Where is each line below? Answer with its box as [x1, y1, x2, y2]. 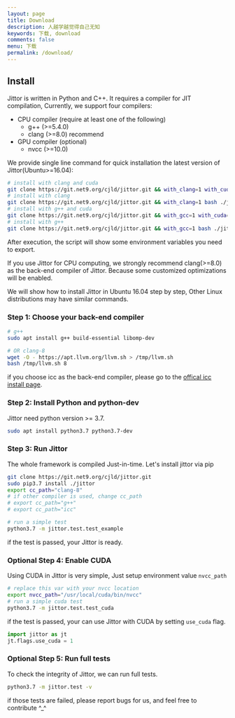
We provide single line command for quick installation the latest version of [7, 158, 220, 167]
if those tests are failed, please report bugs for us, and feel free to [7, 696, 197, 705]
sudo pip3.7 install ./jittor [7, 480, 96, 487]
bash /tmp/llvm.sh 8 [7, 360, 68, 367]
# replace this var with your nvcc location [7, 585, 139, 592]
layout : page [7, 10, 45, 18]
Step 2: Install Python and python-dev [7, 398, 140, 407]
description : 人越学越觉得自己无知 [7, 23, 100, 30]
